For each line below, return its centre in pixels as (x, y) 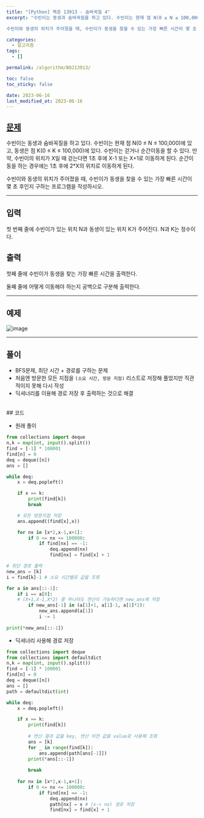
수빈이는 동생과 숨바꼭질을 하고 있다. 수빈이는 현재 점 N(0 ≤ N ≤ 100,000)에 (96, 143)
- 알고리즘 (23, 45)
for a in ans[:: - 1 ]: (32, 588)
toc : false (20, 79)
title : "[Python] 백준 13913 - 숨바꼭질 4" (58, 12)
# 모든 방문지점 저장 (39, 516)
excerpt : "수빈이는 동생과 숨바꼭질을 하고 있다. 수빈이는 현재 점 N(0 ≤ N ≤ (92, 18)
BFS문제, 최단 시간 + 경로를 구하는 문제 (61, 371)
